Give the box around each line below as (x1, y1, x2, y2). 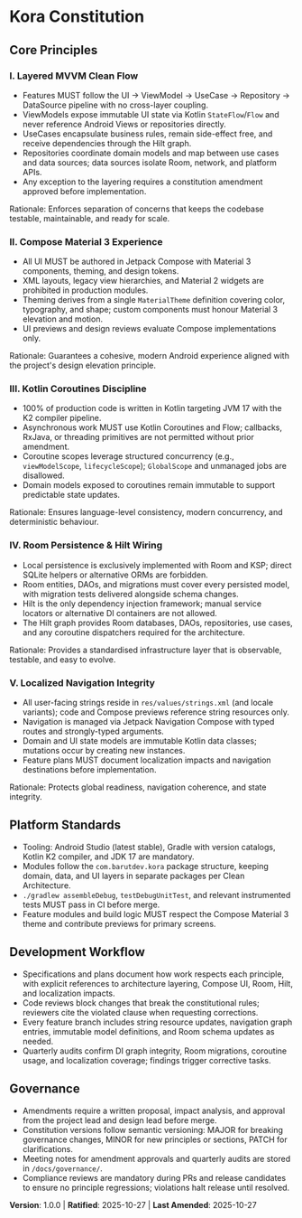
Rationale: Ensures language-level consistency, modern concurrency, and (9, 507, 283, 518)
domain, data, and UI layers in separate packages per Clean (22, 870, 245, 881)
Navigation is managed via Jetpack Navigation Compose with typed (22, 717, 275, 727)
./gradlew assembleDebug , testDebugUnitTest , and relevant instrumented (22, 889, 291, 900)
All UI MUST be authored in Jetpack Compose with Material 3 (22, 256, 252, 267)
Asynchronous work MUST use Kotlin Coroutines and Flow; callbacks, (22, 422, 282, 433)
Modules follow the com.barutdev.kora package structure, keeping (22, 860, 269, 871)
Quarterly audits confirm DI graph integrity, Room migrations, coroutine (22, 1045, 287, 1056)
